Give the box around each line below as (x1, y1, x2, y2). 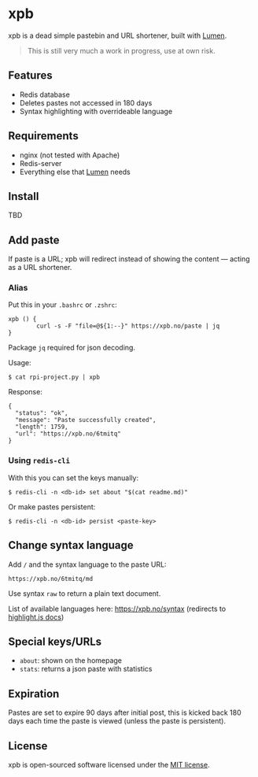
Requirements (8, 129, 79, 142)
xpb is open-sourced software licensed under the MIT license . (8, 760, 210, 770)
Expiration (8, 686, 60, 701)
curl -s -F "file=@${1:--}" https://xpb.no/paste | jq (36, 322, 220, 331)
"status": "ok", (15, 409, 68, 417)
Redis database (19, 90, 71, 99)
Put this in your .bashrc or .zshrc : (8, 300, 118, 309)
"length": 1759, (15, 423, 68, 431)
